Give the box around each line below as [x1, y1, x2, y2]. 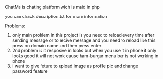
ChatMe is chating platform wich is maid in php [5, 4, 100, 10]
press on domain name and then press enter [12, 43, 102, 48]
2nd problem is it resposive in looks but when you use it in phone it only [12, 48, 157, 53]
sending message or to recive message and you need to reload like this [12, 37, 156, 43]
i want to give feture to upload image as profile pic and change [12, 63, 138, 69]
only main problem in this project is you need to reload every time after [12, 32, 155, 38]
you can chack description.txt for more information [5, 14, 107, 19]
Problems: [5, 23, 26, 29]
